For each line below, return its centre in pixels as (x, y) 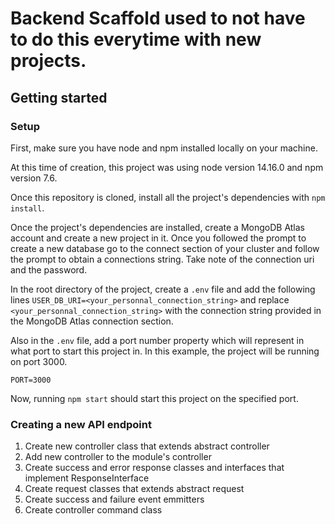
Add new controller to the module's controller (118, 457)
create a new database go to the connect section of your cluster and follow (165, 248)
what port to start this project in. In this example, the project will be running (165, 351)
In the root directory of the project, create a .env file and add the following (163, 289)
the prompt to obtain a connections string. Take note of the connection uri (162, 259)
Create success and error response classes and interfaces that (154, 468)
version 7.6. (34, 178)
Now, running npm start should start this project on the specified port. (154, 398)
